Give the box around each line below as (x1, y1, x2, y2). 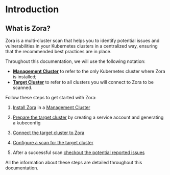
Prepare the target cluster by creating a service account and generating (12, 114, 164, 120)
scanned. (12, 84, 33, 91)
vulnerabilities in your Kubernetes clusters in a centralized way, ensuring (5, 43, 158, 49)
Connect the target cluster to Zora (12, 129, 85, 136)
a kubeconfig (12, 120, 41, 126)
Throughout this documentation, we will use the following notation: (5, 58, 145, 64)
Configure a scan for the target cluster (12, 140, 93, 145)
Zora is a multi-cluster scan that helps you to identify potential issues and (5, 37, 160, 43)
